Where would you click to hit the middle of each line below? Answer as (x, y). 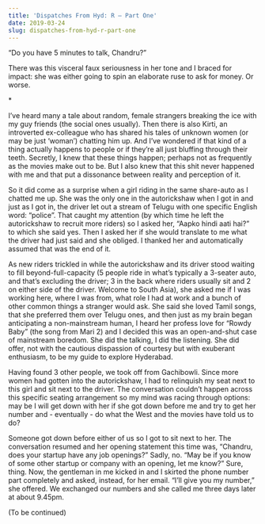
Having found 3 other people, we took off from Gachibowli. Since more (123, 373)
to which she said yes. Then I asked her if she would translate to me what (128, 232)
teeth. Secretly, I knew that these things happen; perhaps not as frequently (130, 158)
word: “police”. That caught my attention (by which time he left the (116, 216)
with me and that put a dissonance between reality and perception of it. (125, 174)
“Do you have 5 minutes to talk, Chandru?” (78, 53)
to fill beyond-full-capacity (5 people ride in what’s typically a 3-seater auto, (132, 273)
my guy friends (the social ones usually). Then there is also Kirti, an (118, 124)
